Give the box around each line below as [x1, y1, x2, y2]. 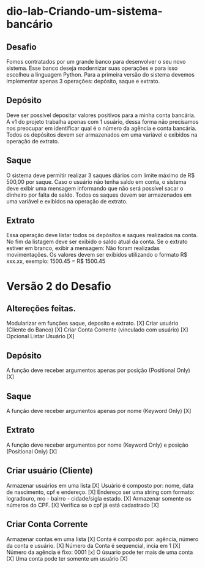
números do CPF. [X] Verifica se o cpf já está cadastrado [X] [6, 501, 159, 509]
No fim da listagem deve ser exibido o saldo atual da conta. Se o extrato [6, 238, 188, 246]
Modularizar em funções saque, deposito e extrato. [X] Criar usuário [6, 320, 179, 327]
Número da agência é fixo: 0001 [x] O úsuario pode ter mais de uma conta [6, 548, 193, 556]
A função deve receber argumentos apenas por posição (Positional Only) [6, 366, 191, 374]
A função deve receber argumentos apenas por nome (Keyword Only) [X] [6, 407, 192, 415]
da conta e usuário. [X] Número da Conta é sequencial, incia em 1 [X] [6, 542, 181, 549]
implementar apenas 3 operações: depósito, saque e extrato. [6, 78, 160, 85]
